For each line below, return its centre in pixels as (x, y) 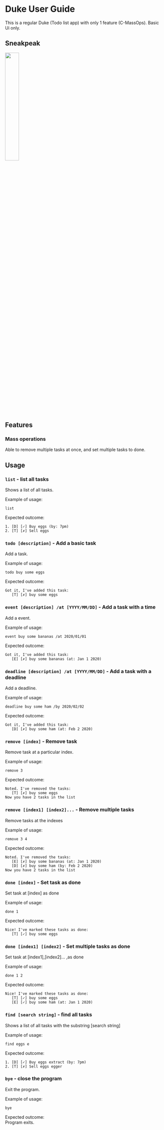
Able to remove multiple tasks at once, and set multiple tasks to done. (75, 450)
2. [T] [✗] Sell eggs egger (34, 1066)
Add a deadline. (21, 688)
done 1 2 (14, 976)
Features (19, 425)
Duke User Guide (40, 9)
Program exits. (20, 1122)
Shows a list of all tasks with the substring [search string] (63, 1025)
